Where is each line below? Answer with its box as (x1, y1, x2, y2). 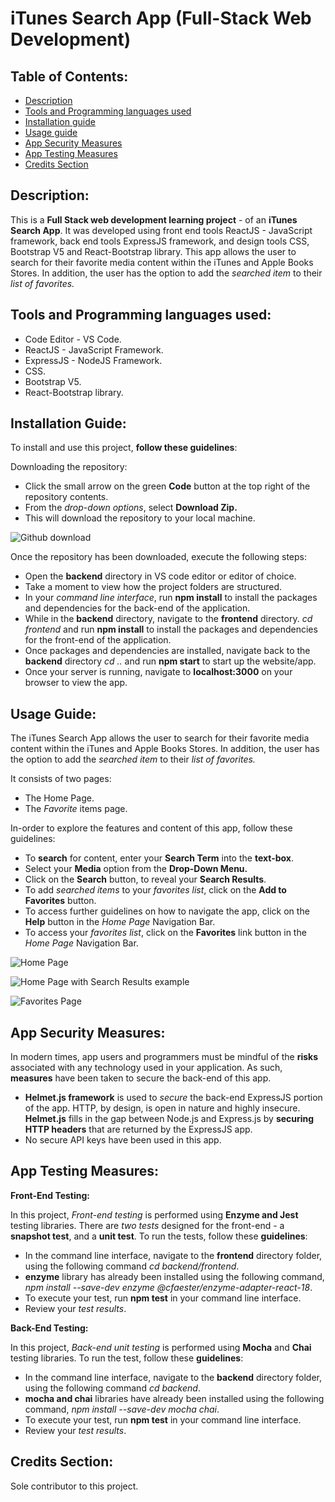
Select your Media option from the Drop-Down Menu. (24, 863, 248, 875)
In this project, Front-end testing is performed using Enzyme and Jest (10, 1208, 299, 1221)
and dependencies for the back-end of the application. (24, 602, 251, 614)
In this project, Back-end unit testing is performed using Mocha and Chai (10, 1341, 312, 1353)
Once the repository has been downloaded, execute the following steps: (10, 551, 308, 563)
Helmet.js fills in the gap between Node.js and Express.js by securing (24, 1113, 315, 1125)
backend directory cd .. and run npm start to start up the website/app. (24, 655, 317, 667)
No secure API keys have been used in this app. (24, 1134, 222, 1146)
